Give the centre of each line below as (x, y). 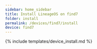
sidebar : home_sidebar (28, 9)
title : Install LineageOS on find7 (42, 14)
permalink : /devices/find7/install (42, 23)
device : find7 (20, 28)
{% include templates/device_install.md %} (49, 41)
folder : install (22, 18)
